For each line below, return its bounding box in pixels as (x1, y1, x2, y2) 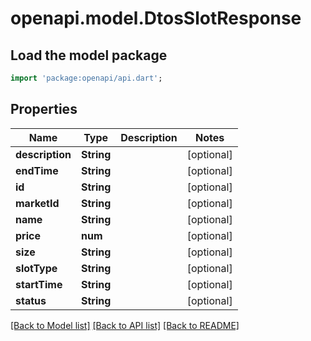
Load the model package (10, 47, 168, 64)
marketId (15, 196, 60, 210)
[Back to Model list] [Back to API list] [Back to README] (10, 319, 240, 331)
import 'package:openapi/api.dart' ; (10, 73, 163, 83)
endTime (15, 163, 59, 177)
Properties (10, 101, 78, 118)
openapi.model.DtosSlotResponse (10, 7, 302, 30)
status (15, 293, 47, 307)
